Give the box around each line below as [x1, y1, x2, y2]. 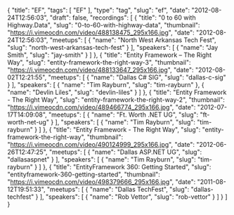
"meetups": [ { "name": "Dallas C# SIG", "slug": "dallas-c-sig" [48, 73, 226, 82]
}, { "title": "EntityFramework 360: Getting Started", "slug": [42, 163, 212, 171]
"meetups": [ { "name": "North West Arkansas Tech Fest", [49, 36, 216, 44]
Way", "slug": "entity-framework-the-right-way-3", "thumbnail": [7, 58, 191, 66]
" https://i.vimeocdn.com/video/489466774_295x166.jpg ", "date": [7, 103, 196, 111]
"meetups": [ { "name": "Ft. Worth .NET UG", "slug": [48, 110, 199, 119]
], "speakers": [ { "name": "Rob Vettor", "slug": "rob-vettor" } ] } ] [39, 193, 228, 201]
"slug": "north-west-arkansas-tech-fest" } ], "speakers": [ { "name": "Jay [7, 44, 219, 51]
